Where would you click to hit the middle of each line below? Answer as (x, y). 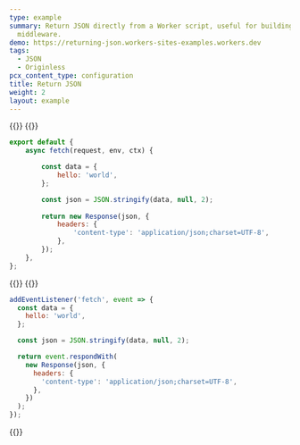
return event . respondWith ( (67, 357)
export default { (42, 143)
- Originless (42, 68)
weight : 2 (28, 92)
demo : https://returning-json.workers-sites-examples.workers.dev (135, 42)
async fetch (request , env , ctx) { (89, 151)
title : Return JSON (46, 84)
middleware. (40, 34)
